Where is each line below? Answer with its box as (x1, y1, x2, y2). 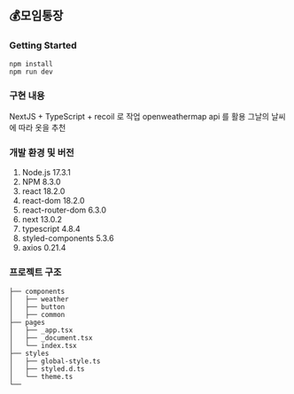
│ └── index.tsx (9, 341, 77, 350)
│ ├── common (9, 310, 66, 319)
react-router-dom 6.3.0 (21, 205, 107, 215)
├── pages (9, 318, 46, 327)
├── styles (9, 349, 50, 358)
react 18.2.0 (21, 186, 66, 197)
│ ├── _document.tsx (9, 333, 93, 343)
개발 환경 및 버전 (9, 146, 74, 158)
